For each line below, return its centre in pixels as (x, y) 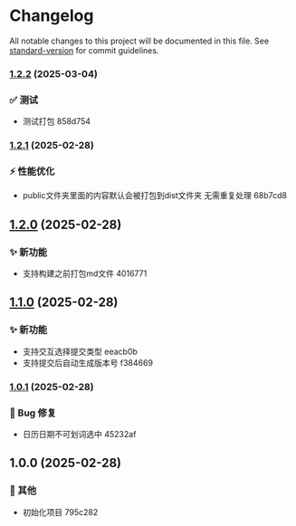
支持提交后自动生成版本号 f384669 (88, 362)
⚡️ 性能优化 (32, 171)
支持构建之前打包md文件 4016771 (85, 273)
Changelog (52, 16)
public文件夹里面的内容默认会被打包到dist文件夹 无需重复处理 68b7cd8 (155, 196)
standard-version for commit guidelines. (84, 50)
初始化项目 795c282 (60, 512)
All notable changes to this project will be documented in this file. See (139, 41)
